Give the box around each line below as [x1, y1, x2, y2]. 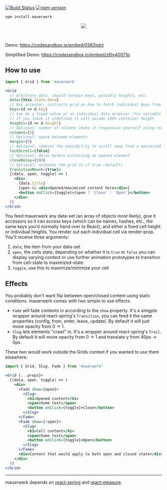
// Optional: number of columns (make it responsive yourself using [9, 125, 155, 130]
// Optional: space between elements [9, 134, 88, 139]
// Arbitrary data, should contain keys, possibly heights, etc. [9, 93, 148, 98]
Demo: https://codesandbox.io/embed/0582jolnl [5, 42, 104, 48]
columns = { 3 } [9, 130, 35, 135]
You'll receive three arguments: [5, 234, 69, 240]
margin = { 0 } [9, 139, 32, 144]
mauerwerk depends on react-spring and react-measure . [5, 479, 123, 485]
